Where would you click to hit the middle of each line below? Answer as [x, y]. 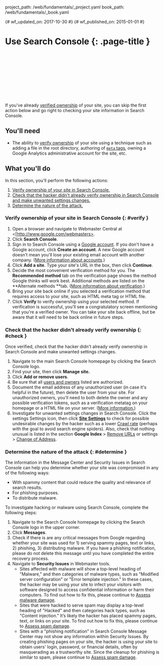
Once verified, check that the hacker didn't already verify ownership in [76, 346]
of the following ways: [27, 473]
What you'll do [28, 169]
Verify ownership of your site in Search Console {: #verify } [77, 218]
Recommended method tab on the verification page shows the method [84, 275]
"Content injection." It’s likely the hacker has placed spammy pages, [88, 616]
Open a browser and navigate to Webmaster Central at [67, 229]
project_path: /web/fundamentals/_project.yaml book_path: [65, 7]
